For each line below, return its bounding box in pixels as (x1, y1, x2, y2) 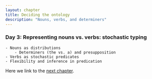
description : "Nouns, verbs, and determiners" (5, 17, 107, 22)
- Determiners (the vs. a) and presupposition (14, 49, 116, 55)
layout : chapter (5, 7, 40, 13)
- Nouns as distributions (5, 45, 61, 50)
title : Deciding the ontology (5, 12, 70, 17)
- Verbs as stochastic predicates (5, 54, 80, 59)
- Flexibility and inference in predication (5, 59, 102, 64)
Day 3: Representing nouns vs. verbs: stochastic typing (5, 34, 147, 41)
